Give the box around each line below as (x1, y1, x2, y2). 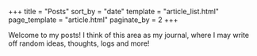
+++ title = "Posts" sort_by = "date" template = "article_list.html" (8, 7, 220, 16)
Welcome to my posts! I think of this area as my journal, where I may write (8, 31, 250, 39)
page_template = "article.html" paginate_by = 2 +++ (8, 15, 178, 24)
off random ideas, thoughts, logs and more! (8, 39, 150, 48)
